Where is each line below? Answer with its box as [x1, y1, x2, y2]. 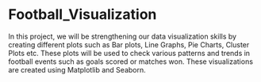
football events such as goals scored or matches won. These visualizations [8, 57, 254, 66]
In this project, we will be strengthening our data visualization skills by [8, 32, 236, 41]
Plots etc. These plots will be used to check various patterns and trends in [8, 48, 251, 58]
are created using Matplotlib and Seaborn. [8, 65, 147, 74]
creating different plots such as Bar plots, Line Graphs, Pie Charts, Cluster [8, 39, 250, 49]
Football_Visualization [8, 6, 157, 24]
